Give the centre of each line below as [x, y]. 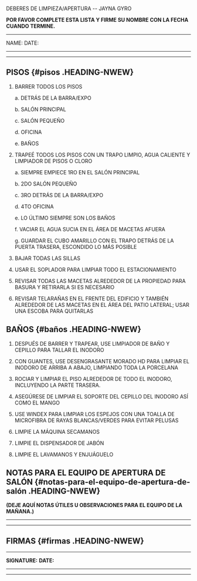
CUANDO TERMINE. [31, 26]
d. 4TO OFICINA [34, 206]
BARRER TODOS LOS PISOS [48, 86]
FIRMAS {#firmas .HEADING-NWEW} [75, 541]
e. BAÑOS [27, 143]
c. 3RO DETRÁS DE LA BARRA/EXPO [59, 195]
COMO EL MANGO [37, 403]
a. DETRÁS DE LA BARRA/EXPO [53, 98]
